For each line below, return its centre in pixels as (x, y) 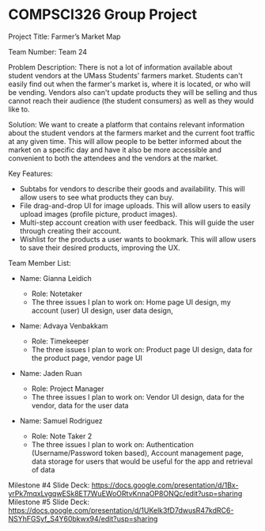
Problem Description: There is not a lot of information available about (121, 67)
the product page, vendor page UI (87, 358)
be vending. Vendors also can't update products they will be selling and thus (133, 92)
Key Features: (30, 173)
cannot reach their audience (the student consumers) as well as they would (131, 101)
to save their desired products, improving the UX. (100, 248)
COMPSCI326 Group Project (103, 15)
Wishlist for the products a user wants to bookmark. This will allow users (138, 239)
